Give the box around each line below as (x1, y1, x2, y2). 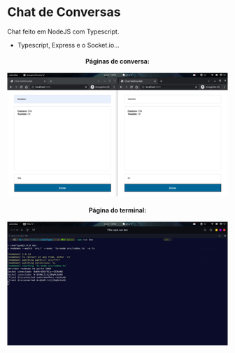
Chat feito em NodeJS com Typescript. (7, 27, 120, 36)
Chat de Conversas (7, 4, 121, 20)
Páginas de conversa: (85, 57, 150, 65)
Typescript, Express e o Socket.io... (17, 41, 120, 49)
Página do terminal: (88, 206, 147, 214)
